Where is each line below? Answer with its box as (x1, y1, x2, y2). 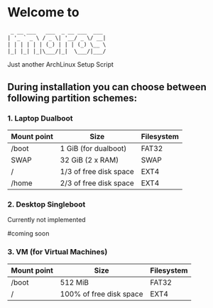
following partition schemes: (7, 92, 138, 104)
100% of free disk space (60, 289, 143, 299)
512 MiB (60, 277, 89, 287)
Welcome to (7, 4, 80, 21)
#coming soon (7, 229, 50, 238)
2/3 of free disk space (60, 178, 135, 188)
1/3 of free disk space (60, 167, 135, 177)
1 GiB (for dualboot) (60, 143, 127, 153)
